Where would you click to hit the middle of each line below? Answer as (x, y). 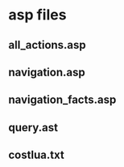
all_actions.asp (47, 45)
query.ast (33, 127)
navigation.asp (47, 72)
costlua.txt (36, 155)
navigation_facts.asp (62, 100)
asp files (37, 15)
